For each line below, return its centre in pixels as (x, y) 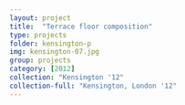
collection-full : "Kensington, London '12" (93, 86)
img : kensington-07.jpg (55, 52)
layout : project (40, 18)
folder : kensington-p (51, 43)
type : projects (38, 35)
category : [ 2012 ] (42, 69)
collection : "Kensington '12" (67, 78)
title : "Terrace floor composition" (81, 26)
